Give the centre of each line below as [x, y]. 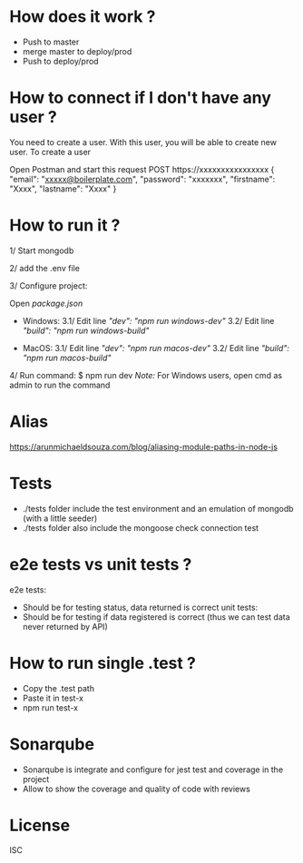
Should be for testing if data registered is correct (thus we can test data [156, 617]
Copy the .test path [59, 688]
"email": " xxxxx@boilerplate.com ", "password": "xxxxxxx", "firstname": [142, 179]
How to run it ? [65, 226]
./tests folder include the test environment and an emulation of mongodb [158, 508]
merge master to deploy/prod [77, 51]
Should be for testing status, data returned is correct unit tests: [140, 607]
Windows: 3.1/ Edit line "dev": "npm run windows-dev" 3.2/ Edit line [148, 320]
